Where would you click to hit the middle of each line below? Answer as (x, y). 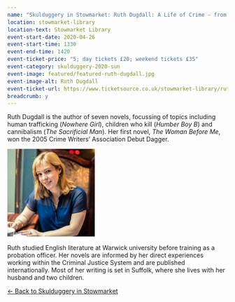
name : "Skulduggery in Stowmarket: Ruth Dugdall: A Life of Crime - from (117, 15)
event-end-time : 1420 (39, 52)
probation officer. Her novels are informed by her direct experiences (106, 255)
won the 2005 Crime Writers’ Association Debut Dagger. (88, 139)
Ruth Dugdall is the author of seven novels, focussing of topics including (112, 117)
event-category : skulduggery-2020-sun (64, 67)
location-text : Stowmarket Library (59, 29)
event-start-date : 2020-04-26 (51, 37)
